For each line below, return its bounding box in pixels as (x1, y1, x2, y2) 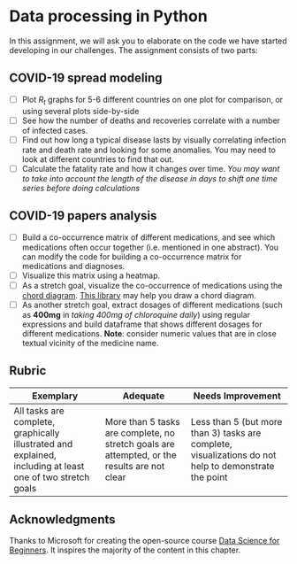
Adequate (122, 390, 165, 402)
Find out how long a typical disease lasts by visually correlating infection (21, 135, 286, 145)
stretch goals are (104, 437, 175, 450)
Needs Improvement (193, 390, 281, 402)
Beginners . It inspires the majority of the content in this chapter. (9, 545, 241, 555)
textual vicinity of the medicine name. (21, 337, 159, 348)
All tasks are (13, 405, 65, 417)
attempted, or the (104, 449, 177, 461)
